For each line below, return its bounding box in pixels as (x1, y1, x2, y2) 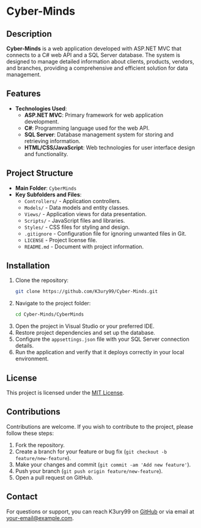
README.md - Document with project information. (24, 243, 144, 250)
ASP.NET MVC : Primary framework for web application (24, 111, 164, 119)
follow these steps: (6, 429, 54, 437)
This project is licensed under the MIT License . (6, 389, 125, 396)
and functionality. (24, 150, 68, 157)
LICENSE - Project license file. (24, 236, 98, 244)
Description (6, 29, 52, 39)
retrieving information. (24, 137, 81, 144)
